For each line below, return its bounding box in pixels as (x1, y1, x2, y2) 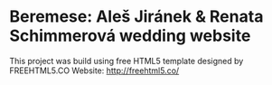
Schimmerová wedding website (9, 25, 251, 46)
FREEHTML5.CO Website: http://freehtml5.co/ (9, 65, 180, 76)
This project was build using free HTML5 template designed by (9, 55, 244, 66)
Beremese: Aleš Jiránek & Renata (9, 6, 264, 27)
